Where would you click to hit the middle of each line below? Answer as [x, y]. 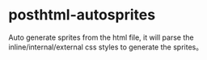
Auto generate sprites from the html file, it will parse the [101, 37]
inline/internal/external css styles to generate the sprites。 [106, 47]
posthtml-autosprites [82, 15]
